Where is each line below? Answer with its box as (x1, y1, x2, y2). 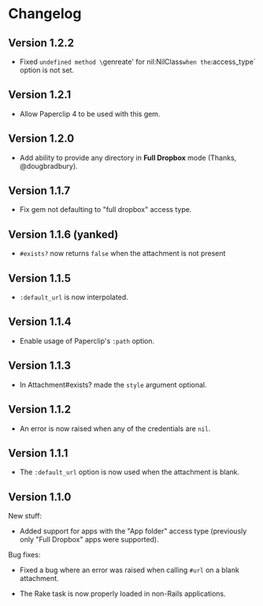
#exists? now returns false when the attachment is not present (19, 249, 226, 258)
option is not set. (19, 65, 75, 75)
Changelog (8, 5, 82, 23)
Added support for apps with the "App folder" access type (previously (19, 526, 247, 536)
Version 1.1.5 (8, 271, 72, 284)
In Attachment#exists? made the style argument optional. (19, 380, 207, 389)
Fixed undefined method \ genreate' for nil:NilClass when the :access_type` (19, 57, 256, 66)
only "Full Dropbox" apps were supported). (19, 535, 159, 545)
